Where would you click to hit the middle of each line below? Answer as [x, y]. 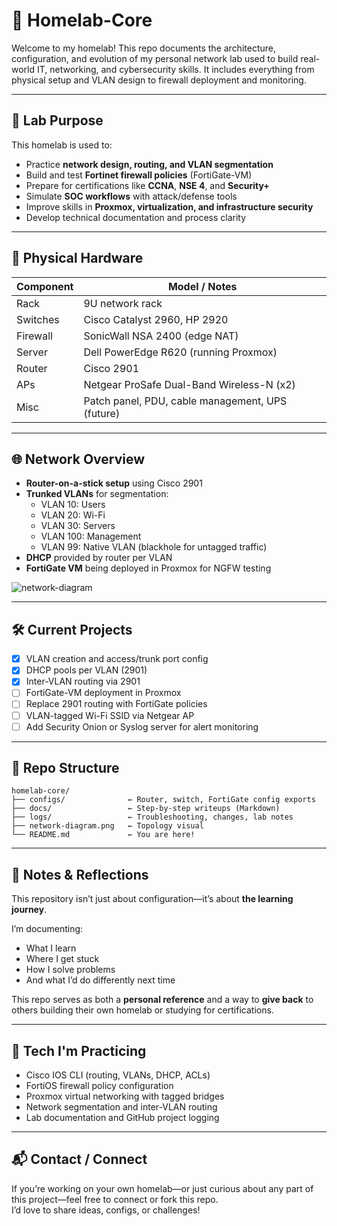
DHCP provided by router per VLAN [99, 558]
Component [45, 286]
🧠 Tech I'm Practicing [79, 1050]
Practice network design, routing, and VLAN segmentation [149, 164]
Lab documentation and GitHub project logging [122, 1118]
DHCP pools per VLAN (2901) [86, 670]
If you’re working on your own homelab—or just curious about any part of [162, 1188]
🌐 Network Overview [78, 459]
